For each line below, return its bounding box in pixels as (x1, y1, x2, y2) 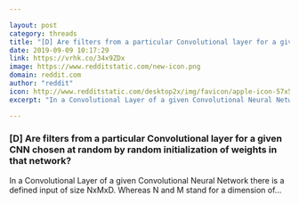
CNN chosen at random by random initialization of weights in (9, 143, 278, 156)
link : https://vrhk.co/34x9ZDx (9, 54, 125, 63)
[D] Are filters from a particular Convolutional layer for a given (9, 133, 283, 145)
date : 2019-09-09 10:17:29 (9, 45, 109, 54)
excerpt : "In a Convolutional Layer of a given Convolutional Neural (9, 95, 273, 104)
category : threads (9, 29, 77, 38)
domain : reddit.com (9, 70, 82, 80)
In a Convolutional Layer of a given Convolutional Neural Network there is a (9, 175, 285, 185)
